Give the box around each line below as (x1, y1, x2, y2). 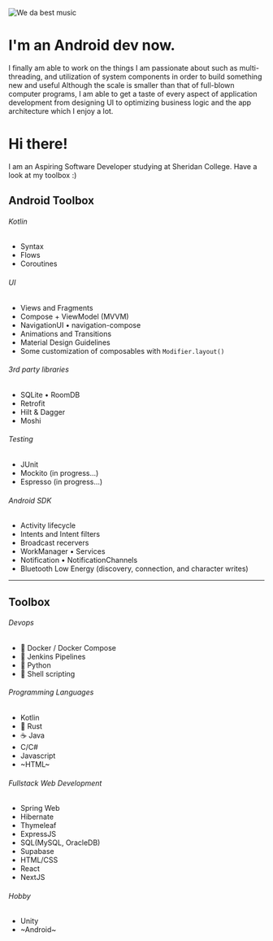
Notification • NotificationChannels (19, 555, 138, 565)
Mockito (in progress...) (19, 468, 99, 478)
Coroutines (19, 259, 58, 268)
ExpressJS (19, 830, 57, 839)
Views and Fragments (19, 303, 93, 312)
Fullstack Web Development (8, 778, 102, 788)
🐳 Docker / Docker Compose (19, 643, 116, 652)
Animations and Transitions (19, 329, 112, 338)
